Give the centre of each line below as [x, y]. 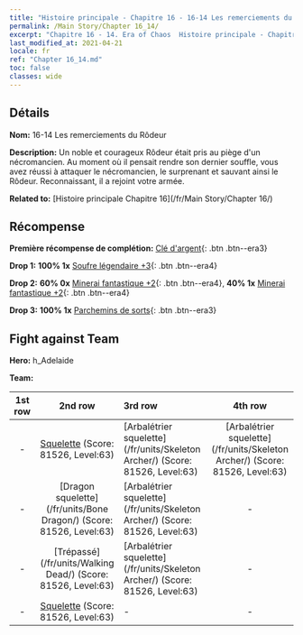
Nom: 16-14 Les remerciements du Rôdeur [88, 134]
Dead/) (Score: [77, 575]
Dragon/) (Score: [77, 520]
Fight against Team [64, 339]
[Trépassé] [77, 552]
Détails [29, 113]
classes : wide [36, 77]
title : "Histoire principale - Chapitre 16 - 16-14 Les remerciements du [151, 18]
